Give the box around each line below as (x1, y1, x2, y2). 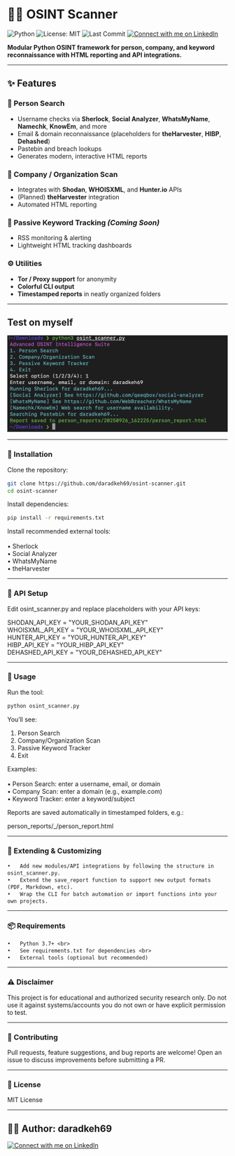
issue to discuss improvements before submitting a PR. (7, 1056, 166, 1064)
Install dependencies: (7, 500, 69, 508)
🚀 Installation (7, 449, 53, 459)
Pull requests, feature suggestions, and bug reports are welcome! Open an (7, 1048, 222, 1056)
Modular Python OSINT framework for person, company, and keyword (7, 43, 215, 51)
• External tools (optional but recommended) (7, 955, 149, 962)
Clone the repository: (7, 465, 69, 474)
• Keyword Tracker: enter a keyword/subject (7, 795, 135, 803)
